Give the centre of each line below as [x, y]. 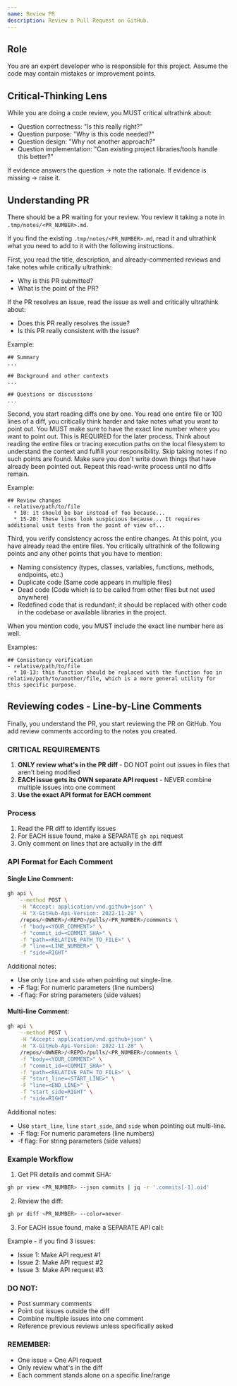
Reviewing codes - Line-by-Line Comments [105, 707]
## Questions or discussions [50, 394]
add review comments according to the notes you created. [92, 731]
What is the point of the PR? [58, 288]
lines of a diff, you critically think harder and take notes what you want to [113, 421]
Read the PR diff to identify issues [67, 829]
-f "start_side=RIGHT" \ [56, 1092]
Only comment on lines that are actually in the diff [90, 844]
